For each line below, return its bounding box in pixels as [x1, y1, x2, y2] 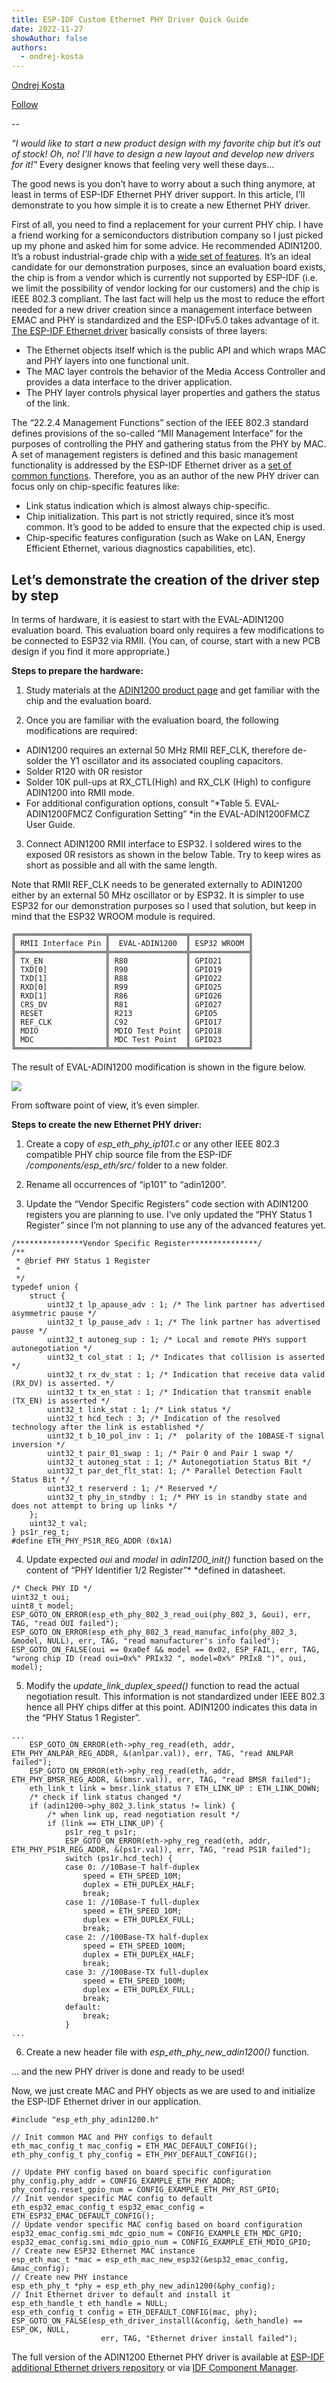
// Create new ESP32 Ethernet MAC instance [11, 2246, 196, 2256]
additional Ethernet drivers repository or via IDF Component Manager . [11, 2361, 299, 2373]
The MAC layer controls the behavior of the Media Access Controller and [25, 366, 326, 378]
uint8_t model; [11, 1601, 75, 1611]
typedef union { [11, 1282, 79, 1292]
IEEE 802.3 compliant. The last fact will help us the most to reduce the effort [11, 293, 325, 305]
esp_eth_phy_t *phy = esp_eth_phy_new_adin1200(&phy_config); [11, 2281, 276, 2291]
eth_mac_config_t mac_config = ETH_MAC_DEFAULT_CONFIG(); [11, 2141, 258, 2151]
